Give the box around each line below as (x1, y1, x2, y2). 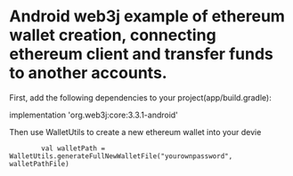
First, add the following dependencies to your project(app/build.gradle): (9, 92, 272, 103)
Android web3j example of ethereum (9, 6, 285, 27)
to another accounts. (9, 63, 167, 84)
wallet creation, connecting (9, 25, 216, 45)
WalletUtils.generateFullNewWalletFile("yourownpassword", (9, 151, 233, 161)
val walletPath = (41, 144, 105, 153)
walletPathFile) (9, 159, 69, 168)
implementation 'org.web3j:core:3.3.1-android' (9, 109, 178, 120)
